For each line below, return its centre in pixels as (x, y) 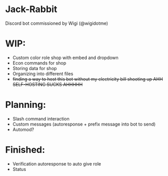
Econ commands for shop (39, 63)
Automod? (23, 129)
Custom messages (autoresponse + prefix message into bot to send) (84, 124)
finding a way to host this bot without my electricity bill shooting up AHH (88, 79)
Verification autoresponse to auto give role (57, 164)
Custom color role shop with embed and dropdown (65, 57)
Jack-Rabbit (31, 9)
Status (19, 169)
